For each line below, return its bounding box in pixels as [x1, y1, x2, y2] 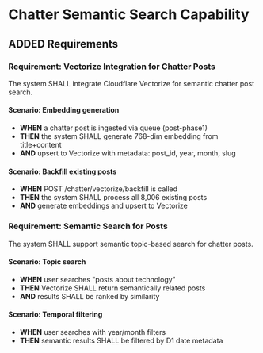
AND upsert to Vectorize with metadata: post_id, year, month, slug [19, 148, 236, 158]
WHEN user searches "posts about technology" [19, 274, 176, 284]
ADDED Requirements [8, 37, 119, 51]
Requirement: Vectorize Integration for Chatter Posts [8, 61, 215, 72]
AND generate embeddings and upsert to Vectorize [19, 201, 188, 211]
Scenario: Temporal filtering [8, 309, 103, 319]
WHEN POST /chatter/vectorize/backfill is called [19, 184, 178, 194]
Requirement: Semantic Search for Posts [8, 221, 168, 232]
